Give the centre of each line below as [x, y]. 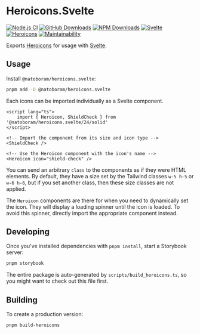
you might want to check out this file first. [57, 281]
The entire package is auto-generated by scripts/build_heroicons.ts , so [96, 275]
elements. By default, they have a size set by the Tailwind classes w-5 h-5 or [100, 176]
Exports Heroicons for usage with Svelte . [56, 45]
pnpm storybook [25, 264]
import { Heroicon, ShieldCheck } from [67, 117]
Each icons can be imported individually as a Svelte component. [85, 101]
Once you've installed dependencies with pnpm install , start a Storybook [96, 246]
